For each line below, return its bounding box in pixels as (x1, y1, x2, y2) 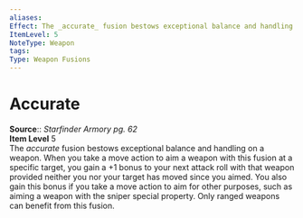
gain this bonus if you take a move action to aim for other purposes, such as (9, 181, 293, 192)
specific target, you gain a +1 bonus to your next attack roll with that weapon (9, 161, 295, 172)
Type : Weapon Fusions (9, 55, 91, 64)
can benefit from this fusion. (9, 200, 115, 211)
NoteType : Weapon (9, 38, 75, 48)
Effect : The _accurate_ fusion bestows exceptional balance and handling (9, 22, 294, 31)
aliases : (9, 13, 43, 23)
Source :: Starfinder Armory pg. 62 (9, 123, 138, 134)
